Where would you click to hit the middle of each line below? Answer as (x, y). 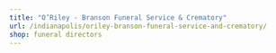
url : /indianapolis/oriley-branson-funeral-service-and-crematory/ (138, 26)
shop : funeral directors (56, 34)
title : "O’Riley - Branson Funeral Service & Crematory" (118, 18)
